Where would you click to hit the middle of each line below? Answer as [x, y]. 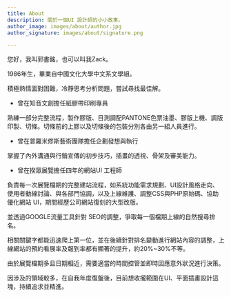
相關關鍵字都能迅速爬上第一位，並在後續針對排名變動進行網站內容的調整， [113, 240]
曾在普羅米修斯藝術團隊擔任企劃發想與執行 [78, 141]
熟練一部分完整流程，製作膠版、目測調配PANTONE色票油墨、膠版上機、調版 [115, 118]
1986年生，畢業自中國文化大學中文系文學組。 [71, 74]
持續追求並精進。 [43, 287]
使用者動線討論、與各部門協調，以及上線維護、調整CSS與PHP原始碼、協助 [113, 194]
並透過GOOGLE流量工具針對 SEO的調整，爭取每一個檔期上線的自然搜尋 [108, 217]
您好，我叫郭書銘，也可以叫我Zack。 [60, 59]
